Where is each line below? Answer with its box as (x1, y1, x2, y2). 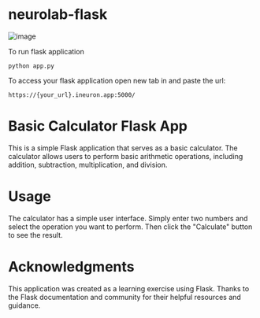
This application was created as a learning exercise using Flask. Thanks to (8, 283, 250, 293)
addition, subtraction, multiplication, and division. (8, 160, 168, 169)
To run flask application (8, 46, 84, 56)
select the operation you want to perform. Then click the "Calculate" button (8, 222, 253, 231)
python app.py (8, 61, 55, 70)
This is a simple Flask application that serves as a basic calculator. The (8, 143, 238, 153)
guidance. (8, 301, 41, 310)
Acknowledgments (8, 258, 136, 275)
